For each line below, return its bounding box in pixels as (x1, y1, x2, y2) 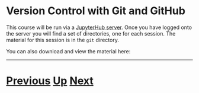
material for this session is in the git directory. (6, 36, 120, 43)
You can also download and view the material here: (6, 47, 131, 54)
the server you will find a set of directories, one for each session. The (6, 30, 176, 37)
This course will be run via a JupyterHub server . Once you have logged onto (6, 24, 192, 31)
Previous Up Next (6, 74, 94, 88)
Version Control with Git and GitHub (6, 4, 185, 18)
